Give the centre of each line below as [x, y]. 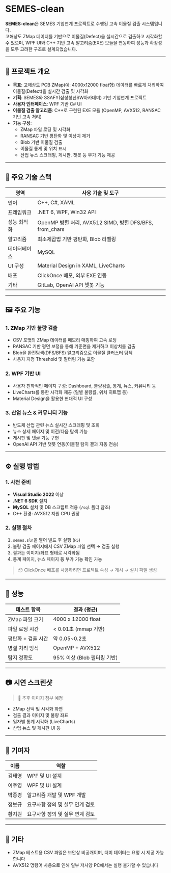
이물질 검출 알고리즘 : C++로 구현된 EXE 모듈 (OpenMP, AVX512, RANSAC [87, 110]
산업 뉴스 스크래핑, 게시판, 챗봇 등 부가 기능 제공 [68, 155]
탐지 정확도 [20, 657]
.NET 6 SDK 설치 [30, 500]
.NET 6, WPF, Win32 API [67, 212]
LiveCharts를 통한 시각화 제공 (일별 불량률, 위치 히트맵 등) [70, 392]
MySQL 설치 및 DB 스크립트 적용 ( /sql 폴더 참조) [62, 507]
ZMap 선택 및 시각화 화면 [38, 709]
